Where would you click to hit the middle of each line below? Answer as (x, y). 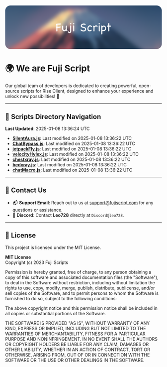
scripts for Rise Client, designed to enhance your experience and (87, 91)
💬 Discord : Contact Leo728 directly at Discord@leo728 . (68, 215)
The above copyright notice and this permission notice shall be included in (81, 308)
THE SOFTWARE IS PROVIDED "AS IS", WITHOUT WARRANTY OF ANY (78, 323)
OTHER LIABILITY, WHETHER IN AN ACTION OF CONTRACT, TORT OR (78, 350)
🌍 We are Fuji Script (48, 68)
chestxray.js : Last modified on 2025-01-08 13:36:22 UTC (71, 159)
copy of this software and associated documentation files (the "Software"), (82, 277)
